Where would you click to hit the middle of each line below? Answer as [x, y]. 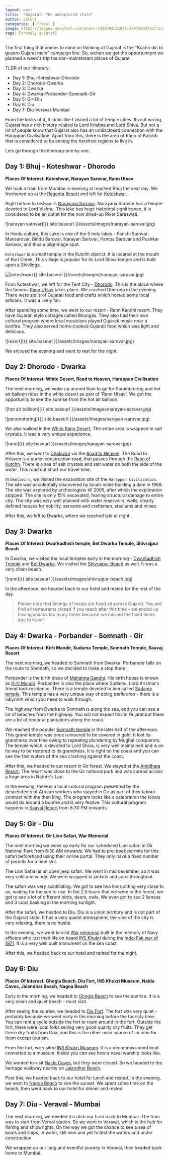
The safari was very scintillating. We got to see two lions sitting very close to [84, 886]
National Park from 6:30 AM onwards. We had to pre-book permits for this [82, 851]
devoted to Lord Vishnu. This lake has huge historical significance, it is [78, 209]
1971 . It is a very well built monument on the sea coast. [62, 943]
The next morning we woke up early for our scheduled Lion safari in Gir [79, 846]
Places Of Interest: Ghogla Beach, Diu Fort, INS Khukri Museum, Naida [80, 981]
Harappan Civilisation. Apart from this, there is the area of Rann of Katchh [81, 136]
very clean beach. [24, 569]
